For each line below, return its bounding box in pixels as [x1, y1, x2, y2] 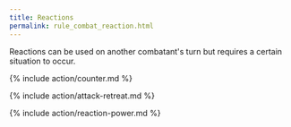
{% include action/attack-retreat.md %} [9, 90, 155, 101]
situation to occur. [9, 55, 76, 66]
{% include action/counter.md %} [9, 72, 133, 83]
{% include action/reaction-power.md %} [9, 107, 161, 118]
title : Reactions [9, 13, 74, 22]
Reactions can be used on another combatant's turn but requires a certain [9, 46, 283, 56]
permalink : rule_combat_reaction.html [9, 21, 154, 30]
